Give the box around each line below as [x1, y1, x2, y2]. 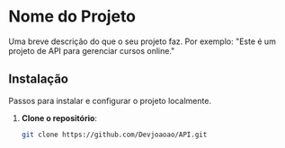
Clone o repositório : [21, 112, 98, 123]
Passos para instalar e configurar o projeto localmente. [8, 95, 212, 106]
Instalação [8, 72, 69, 87]
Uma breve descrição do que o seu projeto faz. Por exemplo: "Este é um [8, 36, 276, 47]
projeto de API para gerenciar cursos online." [8, 45, 175, 56]
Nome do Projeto [8, 6, 137, 27]
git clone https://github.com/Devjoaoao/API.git [21, 130, 208, 139]
